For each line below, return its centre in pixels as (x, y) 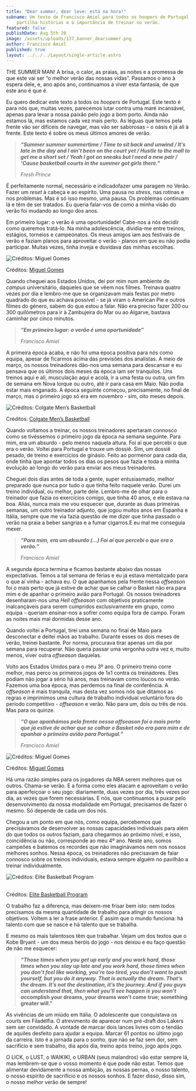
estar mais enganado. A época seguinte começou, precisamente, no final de (98, 390)
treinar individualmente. (34, 865)
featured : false (26, 28)
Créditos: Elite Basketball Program (47, 894)
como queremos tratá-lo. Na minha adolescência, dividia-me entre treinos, (96, 228)
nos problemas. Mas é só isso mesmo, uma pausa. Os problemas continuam (98, 198)
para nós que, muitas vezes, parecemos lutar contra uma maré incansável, (96, 108)
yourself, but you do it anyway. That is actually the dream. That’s (101, 978)
